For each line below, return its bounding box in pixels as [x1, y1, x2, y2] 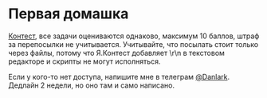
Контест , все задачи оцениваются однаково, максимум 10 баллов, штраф [8, 31, 260, 41]
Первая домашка [8, 5, 129, 23]
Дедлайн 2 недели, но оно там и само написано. [8, 80, 175, 90]
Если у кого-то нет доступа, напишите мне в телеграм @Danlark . [8, 72, 230, 81]
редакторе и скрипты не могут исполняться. [8, 57, 161, 66]
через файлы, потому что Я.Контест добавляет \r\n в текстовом [8, 48, 226, 57]
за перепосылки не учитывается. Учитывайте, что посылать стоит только [8, 39, 259, 49]
